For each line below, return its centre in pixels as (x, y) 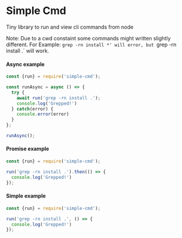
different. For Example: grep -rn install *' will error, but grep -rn (91, 44)
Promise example (28, 149)
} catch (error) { (32, 109)
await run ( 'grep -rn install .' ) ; (59, 98)
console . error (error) (43, 114)
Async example (25, 64)
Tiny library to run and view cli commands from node (70, 27)
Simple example (26, 196)
